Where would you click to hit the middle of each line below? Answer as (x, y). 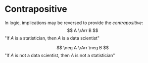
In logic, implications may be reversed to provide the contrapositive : (74, 23)
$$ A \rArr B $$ (83, 30)
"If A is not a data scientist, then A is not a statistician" (60, 55)
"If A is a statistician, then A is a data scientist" (52, 38)
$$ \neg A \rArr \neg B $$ (83, 47)
